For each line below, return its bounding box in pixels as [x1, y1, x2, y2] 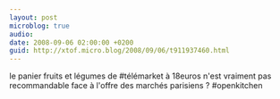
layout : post [9, 12, 58, 22]
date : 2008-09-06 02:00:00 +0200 [9, 37, 134, 47]
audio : [9, 29, 34, 38]
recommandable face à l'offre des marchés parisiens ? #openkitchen [9, 80, 263, 91]
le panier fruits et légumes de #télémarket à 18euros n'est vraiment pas [9, 70, 272, 81]
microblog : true [9, 21, 70, 30]
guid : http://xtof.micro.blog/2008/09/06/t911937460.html [9, 46, 230, 55]
